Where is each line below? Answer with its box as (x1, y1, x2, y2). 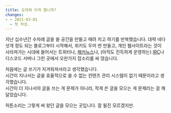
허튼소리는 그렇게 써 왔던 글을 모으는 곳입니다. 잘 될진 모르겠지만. (5, 102, 135, 108)
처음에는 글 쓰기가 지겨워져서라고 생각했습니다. (5, 66, 99, 72)
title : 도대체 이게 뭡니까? (5, 7, 57, 13)
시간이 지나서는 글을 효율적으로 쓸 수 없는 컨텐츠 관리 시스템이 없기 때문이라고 (5, 72, 159, 79)
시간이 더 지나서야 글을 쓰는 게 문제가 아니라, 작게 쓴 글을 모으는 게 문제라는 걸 (5, 85, 160, 92)
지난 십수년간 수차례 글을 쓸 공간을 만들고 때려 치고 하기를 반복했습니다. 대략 (5, 36, 157, 42)
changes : (5, 12, 24, 17)
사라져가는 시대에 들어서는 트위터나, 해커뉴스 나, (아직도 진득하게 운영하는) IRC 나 (5, 49, 164, 55)
